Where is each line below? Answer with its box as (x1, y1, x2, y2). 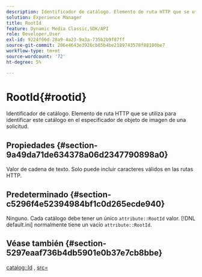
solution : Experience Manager (6, 14, 82, 20)
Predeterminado (6, 189, 69, 199)
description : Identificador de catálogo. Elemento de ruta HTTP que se (6, 8, 189, 15)
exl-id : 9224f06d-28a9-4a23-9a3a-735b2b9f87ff (6, 37, 125, 43)
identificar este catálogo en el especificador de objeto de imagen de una (6, 117, 186, 124)
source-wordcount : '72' (6, 53, 66, 59)
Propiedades (6, 140, 55, 150)
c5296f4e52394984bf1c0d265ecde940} (6, 199, 165, 209)
